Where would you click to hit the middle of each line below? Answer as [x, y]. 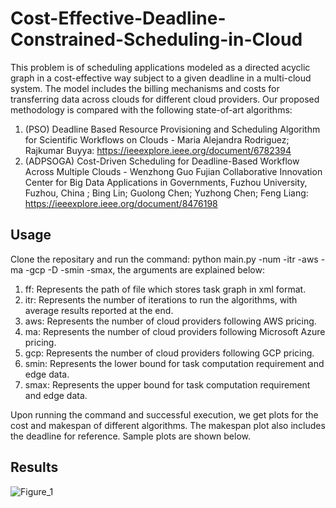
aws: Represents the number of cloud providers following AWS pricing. [170, 321]
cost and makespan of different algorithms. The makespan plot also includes [168, 425]
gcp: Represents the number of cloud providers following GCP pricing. [169, 353]
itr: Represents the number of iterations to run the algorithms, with [161, 299]
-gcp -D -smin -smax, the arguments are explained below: [145, 269]
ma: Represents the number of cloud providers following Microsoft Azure [175, 331]
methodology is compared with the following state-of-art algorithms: [151, 109]
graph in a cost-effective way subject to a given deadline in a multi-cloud [161, 78]
